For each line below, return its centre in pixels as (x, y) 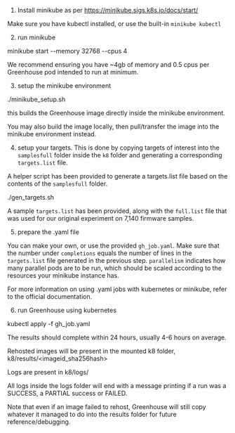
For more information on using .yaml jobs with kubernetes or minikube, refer (117, 289)
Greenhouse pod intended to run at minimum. (73, 72)
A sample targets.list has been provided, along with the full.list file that (117, 211)
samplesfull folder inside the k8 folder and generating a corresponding (120, 155)
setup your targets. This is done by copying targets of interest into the (118, 148)
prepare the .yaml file (48, 232)
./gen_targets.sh (31, 197)
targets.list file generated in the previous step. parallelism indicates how (116, 260)
